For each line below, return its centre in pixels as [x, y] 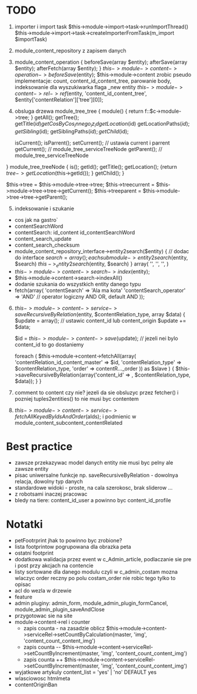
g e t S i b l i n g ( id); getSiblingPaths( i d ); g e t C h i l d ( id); [72, 131]
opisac [23, 584]
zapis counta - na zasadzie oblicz [64, 628]
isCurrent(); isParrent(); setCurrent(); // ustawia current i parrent [92, 143]
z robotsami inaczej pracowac [51, 494]
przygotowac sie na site [44, 616]
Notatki [24, 524]
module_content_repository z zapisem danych [70, 50]
